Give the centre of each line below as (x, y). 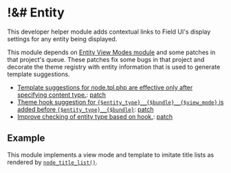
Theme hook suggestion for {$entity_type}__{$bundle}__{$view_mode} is (120, 102)
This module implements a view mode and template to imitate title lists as (111, 154)
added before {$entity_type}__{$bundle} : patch (85, 109)
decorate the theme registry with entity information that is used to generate (114, 67)
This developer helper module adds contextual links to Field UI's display (109, 32)
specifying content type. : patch (62, 95)
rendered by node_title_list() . (52, 162)
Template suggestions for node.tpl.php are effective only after (105, 87)
